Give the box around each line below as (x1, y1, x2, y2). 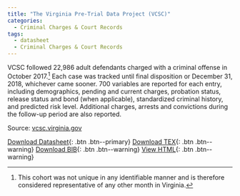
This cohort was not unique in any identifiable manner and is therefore (17, 172, 225, 182)
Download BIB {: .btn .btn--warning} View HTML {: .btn (35, 145, 194, 153)
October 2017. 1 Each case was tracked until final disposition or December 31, (7, 71, 233, 81)
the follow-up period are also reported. (7, 110, 122, 118)
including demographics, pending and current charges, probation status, (7, 87, 221, 96)
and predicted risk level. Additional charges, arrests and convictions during (7, 102, 229, 110)
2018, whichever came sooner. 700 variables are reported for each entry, (7, 79, 223, 88)
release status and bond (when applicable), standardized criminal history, (7, 94, 224, 103)
